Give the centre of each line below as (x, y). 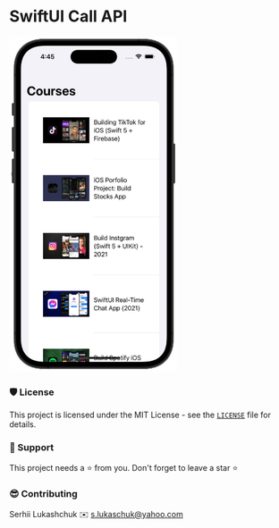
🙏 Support (32, 448)
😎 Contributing (43, 494)
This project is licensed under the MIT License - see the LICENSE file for (140, 415)
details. (23, 424)
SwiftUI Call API (68, 17)
